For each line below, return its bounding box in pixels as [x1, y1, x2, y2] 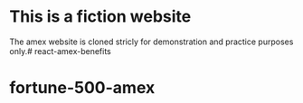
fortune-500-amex [9, 78, 156, 98]
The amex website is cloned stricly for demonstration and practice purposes [9, 36, 294, 47]
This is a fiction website [9, 6, 192, 27]
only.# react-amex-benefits [9, 45, 111, 56]
